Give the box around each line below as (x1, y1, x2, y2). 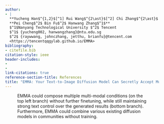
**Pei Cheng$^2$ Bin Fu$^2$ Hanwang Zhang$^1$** (9, 20, 110, 26)
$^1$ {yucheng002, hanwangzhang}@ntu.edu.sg (9, 30, 102, 35)
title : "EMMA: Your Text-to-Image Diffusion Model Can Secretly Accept (5, 79, 154, 84)
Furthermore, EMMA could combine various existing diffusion (17, 108, 141, 114)
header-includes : (5, 57, 41, 62)
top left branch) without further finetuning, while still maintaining (17, 98, 146, 104)
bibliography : (5, 43, 34, 48)
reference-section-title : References (5, 75, 82, 80)
